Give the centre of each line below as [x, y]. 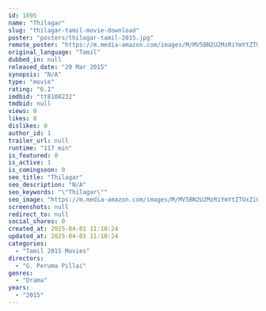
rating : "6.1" [32, 89]
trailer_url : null [38, 140]
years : [19, 288]
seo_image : [26, 199]
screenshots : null [38, 207]
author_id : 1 [30, 133]
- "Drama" [31, 281]
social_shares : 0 [37, 222]
